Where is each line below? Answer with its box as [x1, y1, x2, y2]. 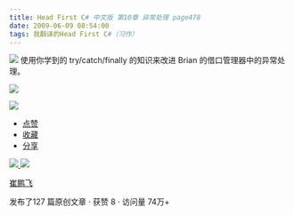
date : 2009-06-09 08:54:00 [9, 21, 110, 30]
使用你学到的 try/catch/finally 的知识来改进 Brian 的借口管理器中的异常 [20, 55, 278, 66]
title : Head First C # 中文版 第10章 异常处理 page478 [9, 12, 201, 22]
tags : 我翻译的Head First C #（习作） [9, 29, 139, 38]
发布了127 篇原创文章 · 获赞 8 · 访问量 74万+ [9, 196, 170, 207]
